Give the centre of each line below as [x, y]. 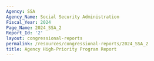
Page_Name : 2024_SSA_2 [34, 28]
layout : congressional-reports [44, 38]
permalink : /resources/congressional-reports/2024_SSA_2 [77, 44]
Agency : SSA [21, 11]
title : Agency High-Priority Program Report [61, 49]
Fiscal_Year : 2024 [29, 22]
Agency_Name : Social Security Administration [63, 17]
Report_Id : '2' [25, 33]
